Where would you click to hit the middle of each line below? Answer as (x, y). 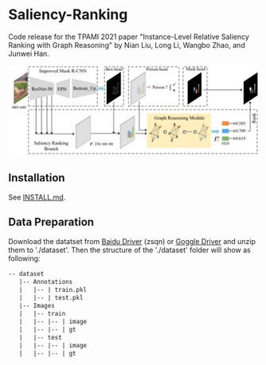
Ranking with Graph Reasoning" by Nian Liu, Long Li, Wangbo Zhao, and (127, 45)
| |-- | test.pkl (51, 297)
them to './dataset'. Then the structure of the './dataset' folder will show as (129, 250)
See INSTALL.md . (37, 197)
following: (24, 258)
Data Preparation (51, 222)
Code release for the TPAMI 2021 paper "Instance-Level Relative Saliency (129, 37)
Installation (37, 178)
